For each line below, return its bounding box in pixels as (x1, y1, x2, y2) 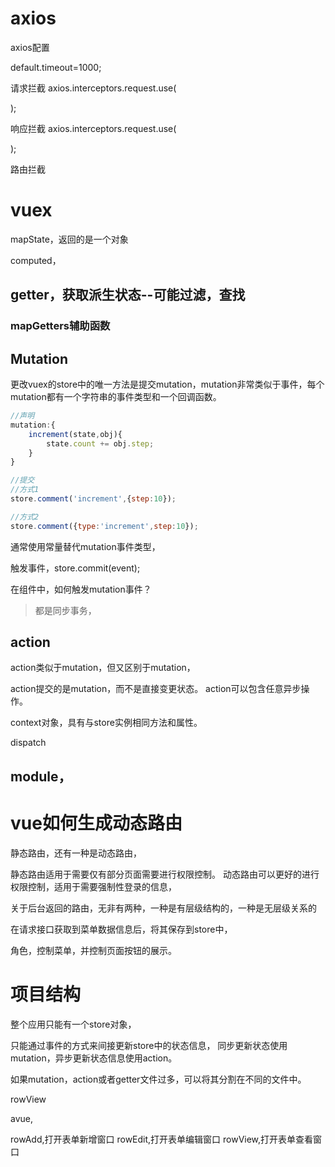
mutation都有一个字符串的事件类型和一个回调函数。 (10, 391, 222, 402)
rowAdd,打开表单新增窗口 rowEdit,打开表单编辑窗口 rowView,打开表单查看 (10, 1133, 314, 1145)
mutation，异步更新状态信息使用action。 (10, 1052, 178, 1064)
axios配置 (10, 41, 50, 53)
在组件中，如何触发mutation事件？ (10, 583, 152, 595)
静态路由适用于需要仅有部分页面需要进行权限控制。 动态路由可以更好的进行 (10, 868, 320, 880)
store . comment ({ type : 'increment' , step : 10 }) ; (10, 521, 199, 531)
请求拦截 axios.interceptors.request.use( (10, 82, 177, 94)
